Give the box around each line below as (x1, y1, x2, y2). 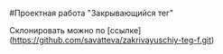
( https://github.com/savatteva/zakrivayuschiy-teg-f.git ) (9, 35, 215, 45)
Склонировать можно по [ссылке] (9, 25, 142, 35)
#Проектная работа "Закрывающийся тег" (9, 8, 174, 18)
